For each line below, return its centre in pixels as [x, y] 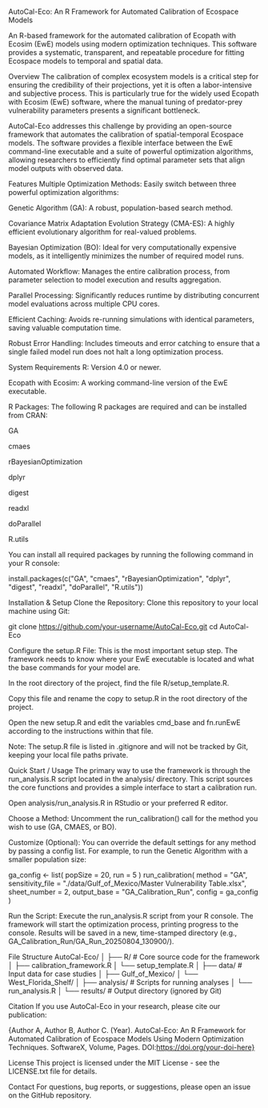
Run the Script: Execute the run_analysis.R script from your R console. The [131, 916]
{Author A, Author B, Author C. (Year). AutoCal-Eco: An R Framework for [127, 1030]
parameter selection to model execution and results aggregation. [115, 280]
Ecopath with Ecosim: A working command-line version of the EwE [118, 383]
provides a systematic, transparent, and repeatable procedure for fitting [126, 52]
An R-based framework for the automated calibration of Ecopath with [122, 36]
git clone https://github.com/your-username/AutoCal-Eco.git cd [113, 626]
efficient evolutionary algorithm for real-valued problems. [103, 232]
